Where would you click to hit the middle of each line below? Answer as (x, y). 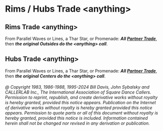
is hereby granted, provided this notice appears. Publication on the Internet (81, 103)
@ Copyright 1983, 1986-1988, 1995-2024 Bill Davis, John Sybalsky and (77, 87)
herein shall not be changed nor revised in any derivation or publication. (77, 123)
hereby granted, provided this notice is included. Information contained (77, 118)
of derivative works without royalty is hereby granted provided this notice (79, 108)
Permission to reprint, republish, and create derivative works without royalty (81, 97)
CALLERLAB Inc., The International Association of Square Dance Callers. (78, 92)
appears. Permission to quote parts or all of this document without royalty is (81, 113)
